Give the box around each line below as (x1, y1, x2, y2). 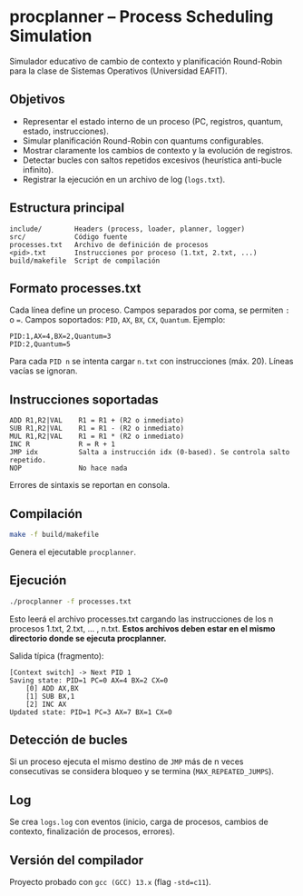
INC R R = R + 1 (9, 440, 116, 449)
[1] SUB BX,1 (25, 692, 75, 701)
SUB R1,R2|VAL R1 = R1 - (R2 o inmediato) (9, 424, 184, 433)
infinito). (22, 164, 54, 174)
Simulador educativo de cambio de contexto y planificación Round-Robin (9, 55, 283, 66)
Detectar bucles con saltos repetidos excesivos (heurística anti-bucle (22, 154, 283, 165)
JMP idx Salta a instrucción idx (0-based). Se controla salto (9, 448, 290, 457)
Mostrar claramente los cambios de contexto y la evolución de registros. (22, 144, 293, 155)
